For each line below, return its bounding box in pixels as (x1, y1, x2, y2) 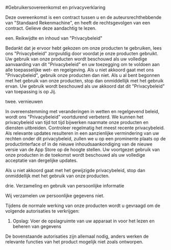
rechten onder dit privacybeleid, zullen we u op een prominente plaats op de (5, 136, 166, 141)
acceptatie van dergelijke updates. (5, 157, 78, 163)
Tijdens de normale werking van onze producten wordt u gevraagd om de (5, 202, 161, 209)
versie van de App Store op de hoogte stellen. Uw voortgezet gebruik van (5, 147, 160, 153)
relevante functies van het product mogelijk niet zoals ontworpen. (5, 239, 144, 245)
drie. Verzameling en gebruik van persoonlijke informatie (5, 183, 125, 189)
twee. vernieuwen (5, 98, 43, 105)
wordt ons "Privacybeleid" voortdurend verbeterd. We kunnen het (5, 114, 144, 120)
